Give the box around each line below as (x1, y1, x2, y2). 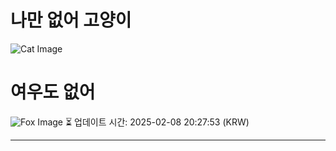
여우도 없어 (10, 81, 96, 104)
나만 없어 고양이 (10, 9, 132, 32)
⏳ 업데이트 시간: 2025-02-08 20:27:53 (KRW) (64, 116, 250, 128)
